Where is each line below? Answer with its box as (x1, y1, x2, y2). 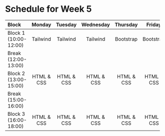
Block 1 (7, 29, 26, 36)
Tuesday (55, 21, 77, 28)
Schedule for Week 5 (5, 3, 92, 15)
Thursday (114, 21, 138, 28)
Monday (31, 21, 52, 28)
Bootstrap (114, 35, 138, 42)
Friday (146, 21, 162, 28)
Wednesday (81, 21, 110, 28)
